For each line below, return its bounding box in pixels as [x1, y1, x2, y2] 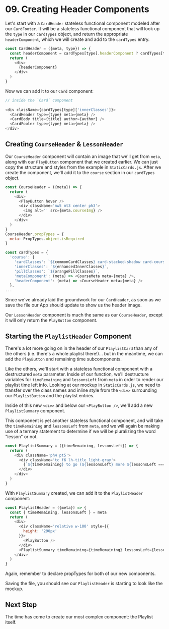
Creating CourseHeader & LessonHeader [5, 140, 124, 148]
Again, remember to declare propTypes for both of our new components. [5, 570, 156, 576]
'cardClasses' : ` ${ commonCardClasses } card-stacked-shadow [14, 259, 141, 265]
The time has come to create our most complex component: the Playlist [5, 614, 153, 619]
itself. [5, 619, 17, 625]
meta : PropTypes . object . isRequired [10, 236, 84, 241]
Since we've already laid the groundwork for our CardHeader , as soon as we [5, 297, 161, 303]
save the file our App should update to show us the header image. [5, 302, 142, 308]
